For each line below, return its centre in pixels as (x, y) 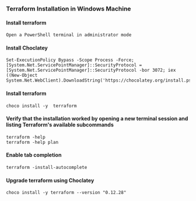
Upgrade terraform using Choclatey (50, 180)
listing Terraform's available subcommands (60, 125)
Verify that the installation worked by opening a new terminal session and (97, 119)
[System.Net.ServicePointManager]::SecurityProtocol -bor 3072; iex (91, 70)
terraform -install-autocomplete (47, 167)
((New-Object (22, 75)
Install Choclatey (27, 48)
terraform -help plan (32, 142)
